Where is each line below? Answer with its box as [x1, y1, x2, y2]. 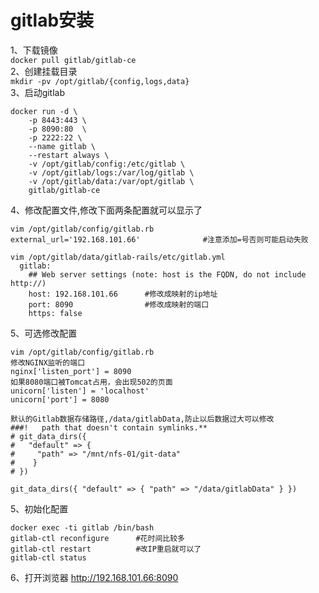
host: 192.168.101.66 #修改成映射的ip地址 [28, 289, 218, 299]
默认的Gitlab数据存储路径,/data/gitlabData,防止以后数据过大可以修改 [10, 414, 275, 424]
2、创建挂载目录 [10, 65, 78, 77]
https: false [28, 308, 83, 318]
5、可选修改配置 [10, 327, 78, 339]
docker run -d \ [10, 106, 78, 116]
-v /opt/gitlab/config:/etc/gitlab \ [28, 159, 186, 169]
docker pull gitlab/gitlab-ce [10, 55, 137, 65]
